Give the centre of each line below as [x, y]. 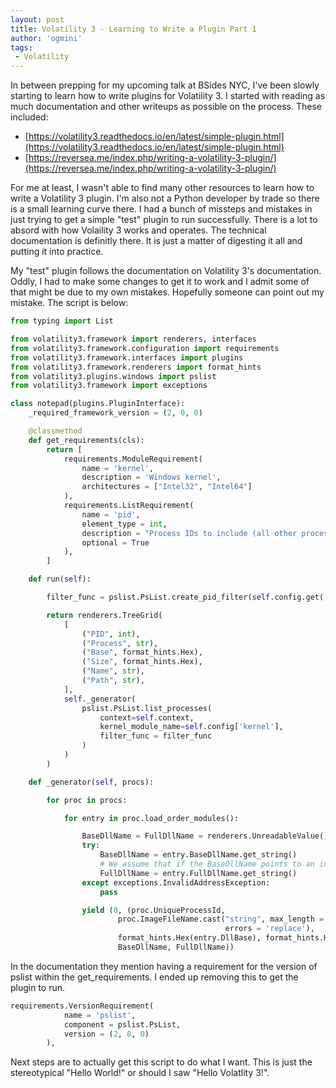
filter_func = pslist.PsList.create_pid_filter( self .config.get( [185, 597]
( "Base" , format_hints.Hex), [142, 652]
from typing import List [62, 321]
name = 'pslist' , [100, 1015]
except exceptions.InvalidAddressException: [176, 882]
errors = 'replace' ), [269, 929]
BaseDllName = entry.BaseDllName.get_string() [198, 855]
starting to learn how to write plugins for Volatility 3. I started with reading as [168, 96]
